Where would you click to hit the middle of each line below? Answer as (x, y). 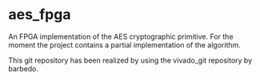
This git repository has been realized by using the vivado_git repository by (130, 60)
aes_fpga (40, 15)
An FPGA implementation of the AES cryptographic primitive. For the (121, 36)
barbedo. (23, 68)
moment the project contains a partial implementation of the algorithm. (125, 44)
